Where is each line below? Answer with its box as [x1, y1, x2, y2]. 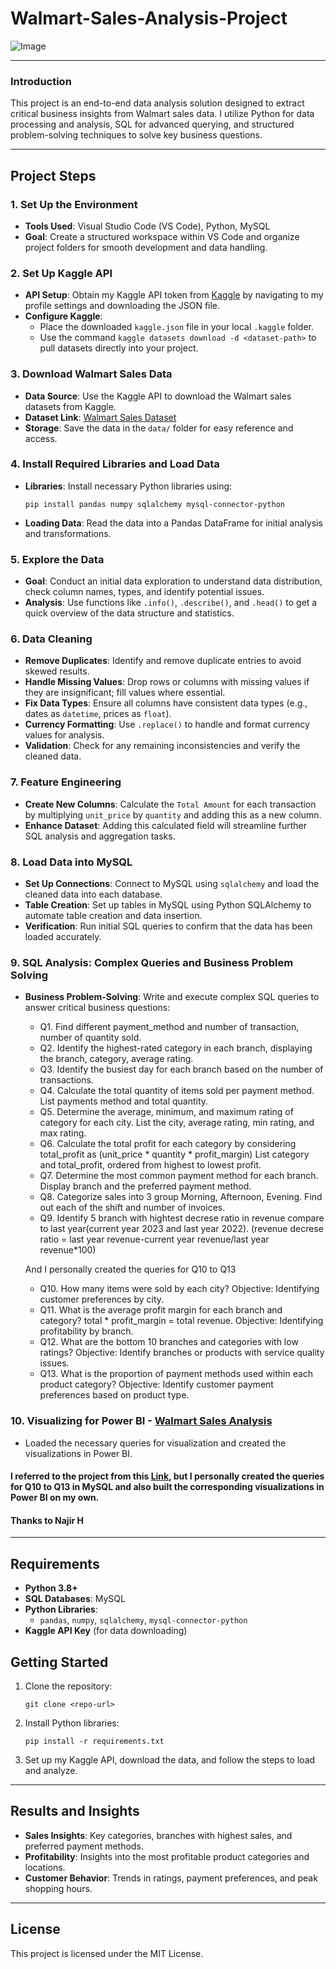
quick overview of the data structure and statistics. [24, 607, 235, 619]
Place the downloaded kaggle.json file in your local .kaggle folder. [39, 321, 315, 333]
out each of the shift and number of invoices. [39, 1202, 226, 1214]
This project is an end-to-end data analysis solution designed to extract [10, 97, 305, 109]
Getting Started [10, 1653, 109, 1671]
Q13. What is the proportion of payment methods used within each [39, 1368, 314, 1380]
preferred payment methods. [24, 1840, 144, 1852]
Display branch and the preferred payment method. [39, 1180, 252, 1192]
